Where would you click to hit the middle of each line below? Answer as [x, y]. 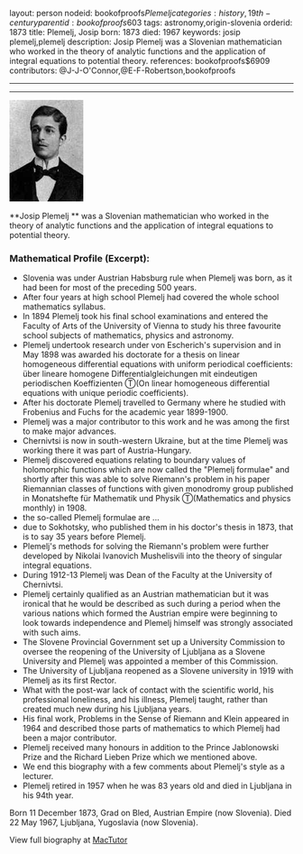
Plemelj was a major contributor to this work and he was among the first [156, 422]
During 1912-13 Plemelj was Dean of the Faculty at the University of [147, 575]
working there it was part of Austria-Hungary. [107, 451]
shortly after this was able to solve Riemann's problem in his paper [146, 479]
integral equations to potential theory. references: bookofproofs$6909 [140, 61]
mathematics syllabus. [64, 307]
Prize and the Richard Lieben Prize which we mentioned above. [140, 758]
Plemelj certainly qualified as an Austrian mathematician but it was [145, 594]
